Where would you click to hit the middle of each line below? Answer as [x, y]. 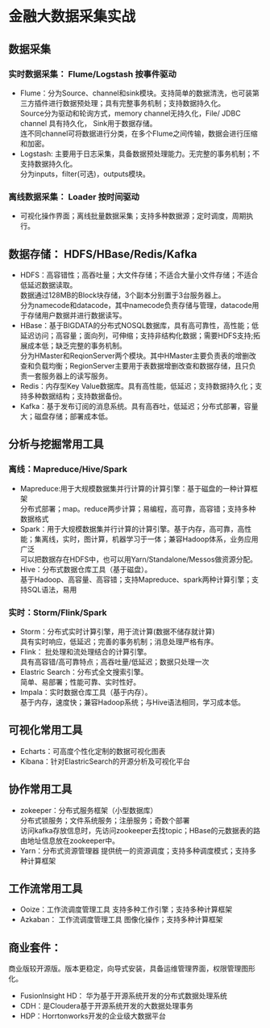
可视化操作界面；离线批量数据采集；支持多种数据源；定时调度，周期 [133, 216]
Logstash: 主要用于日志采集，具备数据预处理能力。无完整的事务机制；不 [140, 154]
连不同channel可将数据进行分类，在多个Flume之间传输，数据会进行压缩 [139, 133]
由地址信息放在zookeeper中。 [69, 841]
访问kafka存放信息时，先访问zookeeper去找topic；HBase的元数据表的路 [140, 830]
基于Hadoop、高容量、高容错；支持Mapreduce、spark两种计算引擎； [136, 579]
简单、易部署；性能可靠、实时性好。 [80, 682]
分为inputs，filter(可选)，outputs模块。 [85, 174]
